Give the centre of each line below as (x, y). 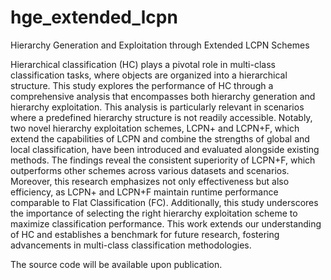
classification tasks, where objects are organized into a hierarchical (149, 75)
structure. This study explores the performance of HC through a (142, 85)
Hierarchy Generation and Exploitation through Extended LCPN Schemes (160, 45)
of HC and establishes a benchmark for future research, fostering (145, 234)
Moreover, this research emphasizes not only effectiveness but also (150, 181)
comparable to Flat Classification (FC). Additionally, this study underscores (164, 202)
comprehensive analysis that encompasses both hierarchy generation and (163, 96)
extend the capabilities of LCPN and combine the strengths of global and (160, 138)
